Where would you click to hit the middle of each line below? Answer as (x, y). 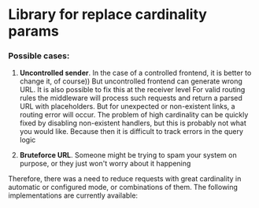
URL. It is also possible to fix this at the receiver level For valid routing (132, 90)
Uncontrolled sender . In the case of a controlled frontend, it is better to (135, 73)
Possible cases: (39, 56)
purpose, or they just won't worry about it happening (105, 164)
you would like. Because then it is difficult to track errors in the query (131, 132)
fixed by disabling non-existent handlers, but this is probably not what (133, 123)
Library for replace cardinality (107, 15)
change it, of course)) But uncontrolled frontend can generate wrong (131, 81)
